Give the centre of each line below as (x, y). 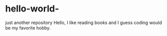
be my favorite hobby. (28, 27)
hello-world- (32, 9)
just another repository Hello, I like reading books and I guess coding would (84, 22)
